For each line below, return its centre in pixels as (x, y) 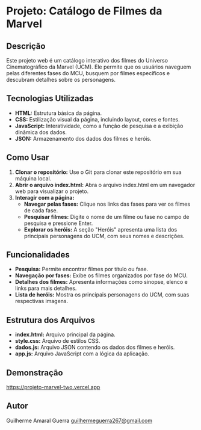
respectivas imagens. (42, 301)
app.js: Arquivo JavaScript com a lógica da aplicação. (82, 354)
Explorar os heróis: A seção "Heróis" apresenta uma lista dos (100, 229)
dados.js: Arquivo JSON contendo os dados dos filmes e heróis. (95, 348)
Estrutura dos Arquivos (51, 320)
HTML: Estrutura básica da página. (58, 113)
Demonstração (35, 373)
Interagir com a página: (45, 197)
